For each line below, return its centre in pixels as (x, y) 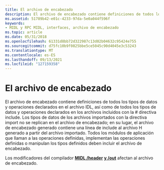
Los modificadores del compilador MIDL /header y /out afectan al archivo (79, 158)
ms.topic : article (24, 32)
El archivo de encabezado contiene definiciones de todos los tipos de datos (81, 102)
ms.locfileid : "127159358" (32, 64)
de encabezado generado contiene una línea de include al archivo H (74, 128)
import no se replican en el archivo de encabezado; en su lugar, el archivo (79, 123)
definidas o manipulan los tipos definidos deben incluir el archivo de (74, 143)
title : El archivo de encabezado (39, 10)
